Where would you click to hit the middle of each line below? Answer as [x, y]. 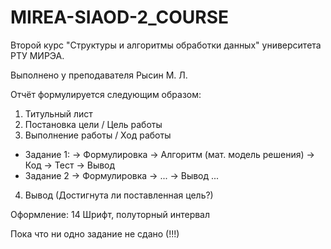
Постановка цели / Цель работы [93, 124]
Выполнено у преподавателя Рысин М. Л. [99, 75]
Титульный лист [58, 113]
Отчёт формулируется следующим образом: [106, 94]
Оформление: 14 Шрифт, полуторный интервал [110, 214]
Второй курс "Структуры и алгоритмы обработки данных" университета [166, 45]
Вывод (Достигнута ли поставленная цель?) [119, 195]
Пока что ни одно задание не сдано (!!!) [95, 233]
